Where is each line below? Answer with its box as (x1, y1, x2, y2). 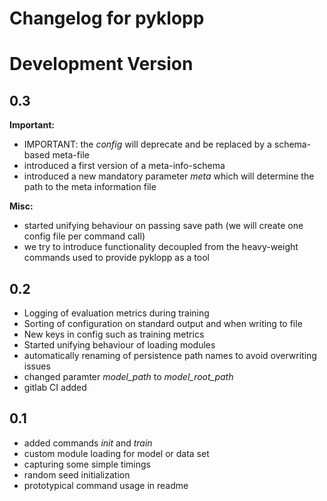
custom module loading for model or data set (23, 447, 210, 459)
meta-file (52, 149, 90, 161)
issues (23, 360, 51, 372)
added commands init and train (23, 437, 153, 449)
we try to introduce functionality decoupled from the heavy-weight (23, 241, 299, 253)
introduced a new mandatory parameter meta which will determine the (23, 170, 315, 182)
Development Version (9, 53, 194, 76)
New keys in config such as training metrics (23, 328, 205, 340)
